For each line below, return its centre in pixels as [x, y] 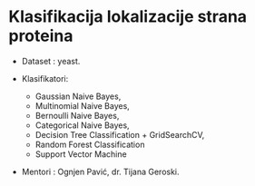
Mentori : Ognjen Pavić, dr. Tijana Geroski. [100, 171]
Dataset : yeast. [51, 61]
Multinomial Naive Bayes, [83, 105]
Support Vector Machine [81, 154]
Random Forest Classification [90, 144]
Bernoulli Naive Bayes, [77, 115]
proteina [41, 36]
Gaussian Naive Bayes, [78, 96]
